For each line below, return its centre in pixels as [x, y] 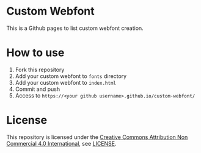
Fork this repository [40, 69]
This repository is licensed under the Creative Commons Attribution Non [97, 137]
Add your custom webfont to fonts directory [71, 76]
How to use [35, 53]
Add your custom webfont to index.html [65, 82]
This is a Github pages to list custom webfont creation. [75, 28]
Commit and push [38, 89]
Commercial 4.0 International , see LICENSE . [62, 143]
